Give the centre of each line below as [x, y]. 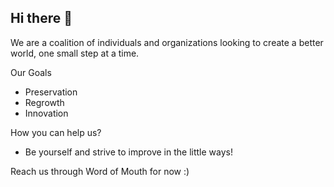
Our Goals [31, 72]
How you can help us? [56, 132]
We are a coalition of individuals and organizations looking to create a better [167, 42]
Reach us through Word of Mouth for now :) [100, 171]
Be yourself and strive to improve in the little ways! [129, 152]
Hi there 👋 [41, 18]
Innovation [46, 113]
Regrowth [44, 102]
